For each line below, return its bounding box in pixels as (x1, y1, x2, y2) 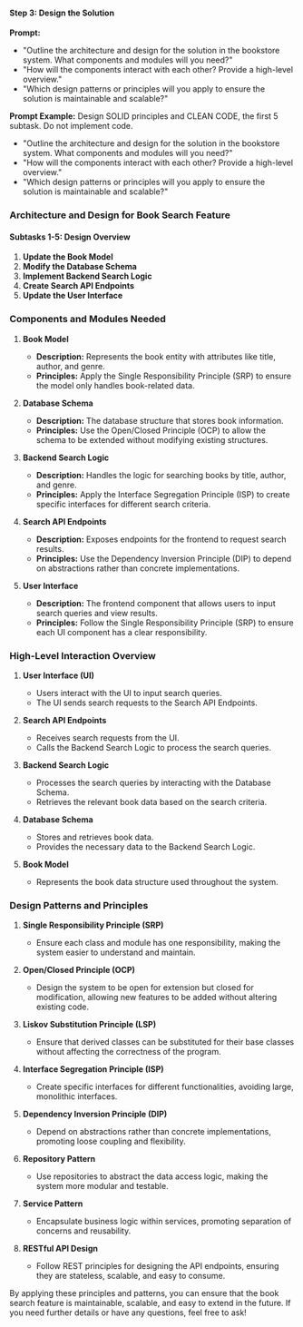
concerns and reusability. (35, 1225, 132, 1236)
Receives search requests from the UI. (35, 732, 180, 743)
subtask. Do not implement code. (9, 121, 133, 132)
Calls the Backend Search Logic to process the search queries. (35, 742, 272, 752)
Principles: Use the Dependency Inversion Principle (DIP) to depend (35, 553, 292, 564)
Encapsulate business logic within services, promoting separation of (35, 1216, 292, 1227)
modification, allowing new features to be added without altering (35, 992, 278, 1003)
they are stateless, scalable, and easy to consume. (35, 1271, 226, 1282)
